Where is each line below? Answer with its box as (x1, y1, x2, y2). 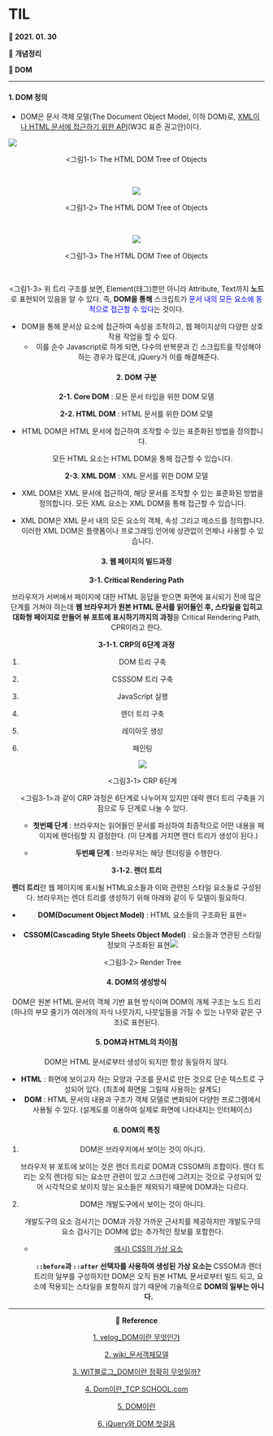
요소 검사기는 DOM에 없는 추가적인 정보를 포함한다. (61, 1227, 224, 1237)
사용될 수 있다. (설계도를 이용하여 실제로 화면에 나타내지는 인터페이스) (32, 1104, 253, 1114)
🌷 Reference (115, 1316, 158, 1325)
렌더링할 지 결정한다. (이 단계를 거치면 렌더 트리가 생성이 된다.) (60, 830, 258, 840)
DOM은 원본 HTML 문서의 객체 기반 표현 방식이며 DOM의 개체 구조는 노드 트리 (11, 997, 262, 1007)
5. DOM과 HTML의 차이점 (95, 1038, 178, 1047)
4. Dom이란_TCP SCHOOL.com (84, 1384, 188, 1395)
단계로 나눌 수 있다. (127, 803, 188, 813)
